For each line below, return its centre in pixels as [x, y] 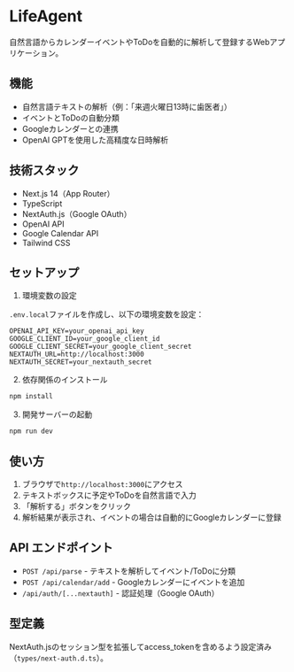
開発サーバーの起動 [57, 414]
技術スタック [44, 170]
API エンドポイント [61, 548]
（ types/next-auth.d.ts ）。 [59, 658]
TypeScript [42, 203]
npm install [31, 397]
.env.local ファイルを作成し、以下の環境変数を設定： [107, 314]
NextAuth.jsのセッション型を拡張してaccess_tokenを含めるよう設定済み [140, 646]
